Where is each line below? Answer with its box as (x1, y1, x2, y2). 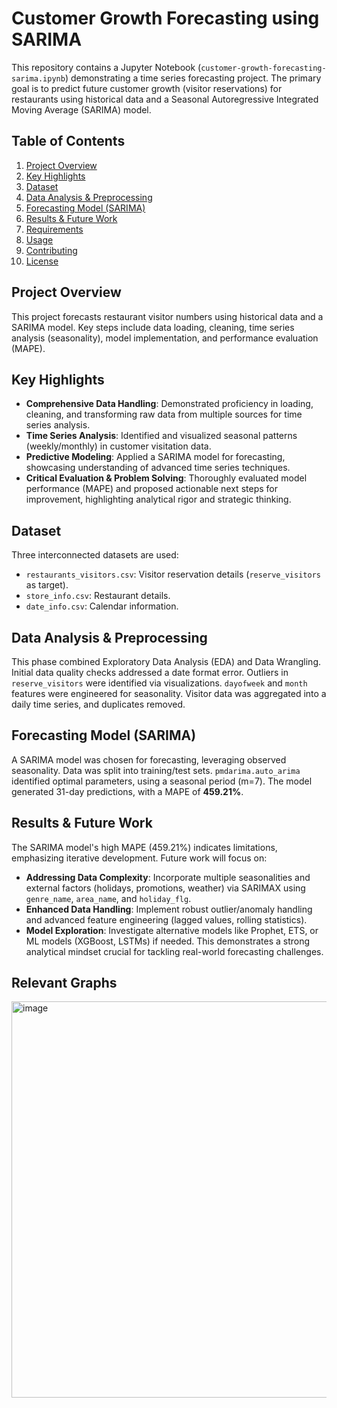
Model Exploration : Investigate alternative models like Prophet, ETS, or (25, 924, 319, 936)
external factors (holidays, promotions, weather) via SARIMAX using (25, 882, 306, 894)
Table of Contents (11, 133, 126, 150)
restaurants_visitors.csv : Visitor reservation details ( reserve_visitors (25, 568, 321, 581)
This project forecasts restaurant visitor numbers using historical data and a (11, 310, 324, 322)
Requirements (25, 223, 84, 235)
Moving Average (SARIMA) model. (11, 103, 152, 116)
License (25, 255, 59, 267)
